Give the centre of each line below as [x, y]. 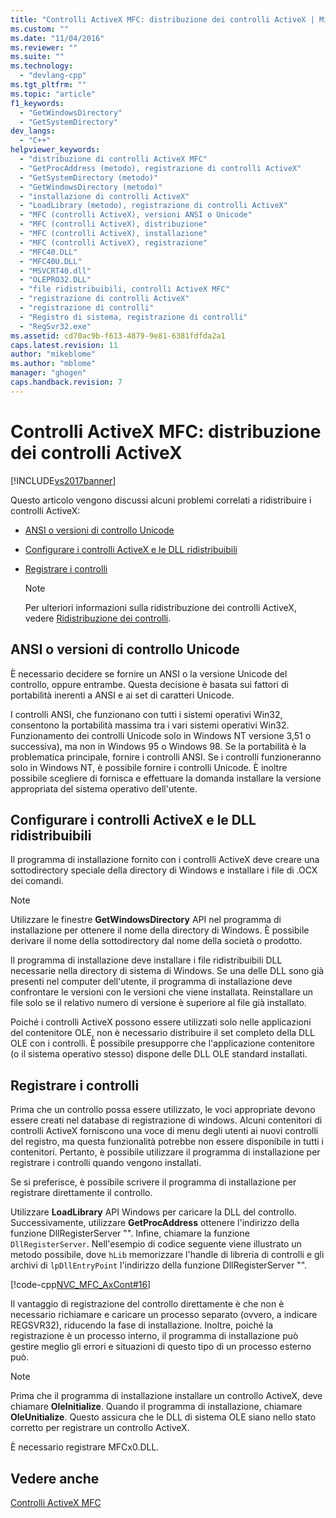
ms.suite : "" [37, 57]
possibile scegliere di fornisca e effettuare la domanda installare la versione [166, 778]
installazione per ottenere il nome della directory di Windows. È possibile [160, 930]
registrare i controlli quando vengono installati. [106, 1163]
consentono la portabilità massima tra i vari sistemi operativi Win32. [150, 725]
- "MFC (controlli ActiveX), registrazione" [113, 242]
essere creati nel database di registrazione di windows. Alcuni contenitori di [166, 1120]
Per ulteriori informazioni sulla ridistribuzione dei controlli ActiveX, [160, 607]
